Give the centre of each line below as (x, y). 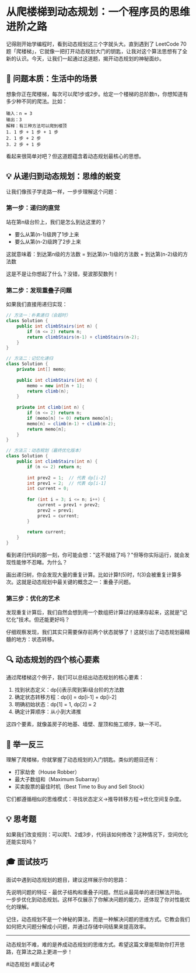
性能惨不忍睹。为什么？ (39, 563)
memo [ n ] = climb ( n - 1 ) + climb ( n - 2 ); (71, 424)
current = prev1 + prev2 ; (69, 505)
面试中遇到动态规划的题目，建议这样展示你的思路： (67, 879)
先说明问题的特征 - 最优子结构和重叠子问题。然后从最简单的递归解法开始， (96, 892)
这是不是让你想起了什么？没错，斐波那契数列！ (62, 274)
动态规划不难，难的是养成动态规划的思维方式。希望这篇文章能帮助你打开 (93, 944)
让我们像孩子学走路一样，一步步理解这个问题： (62, 191)
